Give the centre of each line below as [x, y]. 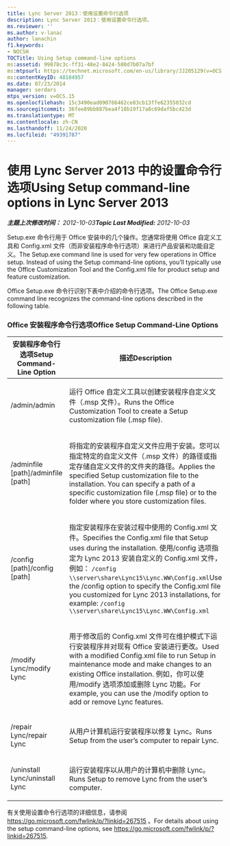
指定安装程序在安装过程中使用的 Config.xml [139, 528]
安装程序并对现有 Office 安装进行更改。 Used [148, 647]
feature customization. [39, 277]
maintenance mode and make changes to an [141, 664]
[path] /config [32, 568]
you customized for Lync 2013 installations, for [145, 595]
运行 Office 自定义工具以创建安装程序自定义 [139, 392]
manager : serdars [32, 90]
